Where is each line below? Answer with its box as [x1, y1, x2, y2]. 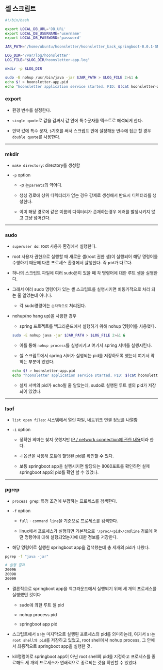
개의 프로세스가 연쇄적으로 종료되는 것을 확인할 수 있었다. [30, 659, 138, 665]
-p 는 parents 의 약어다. [19, 182, 63, 188]
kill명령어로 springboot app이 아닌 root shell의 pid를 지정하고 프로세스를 [12, 654, 151, 659]
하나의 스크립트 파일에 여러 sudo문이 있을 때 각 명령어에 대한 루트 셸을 [12, 270, 145, 276]
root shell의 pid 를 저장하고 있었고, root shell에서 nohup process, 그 [12, 637, 147, 643]
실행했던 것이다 [12, 591, 41, 597]
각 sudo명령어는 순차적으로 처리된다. [19, 303, 86, 309]
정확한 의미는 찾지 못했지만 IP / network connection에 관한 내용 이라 [19, 437, 149, 443]
